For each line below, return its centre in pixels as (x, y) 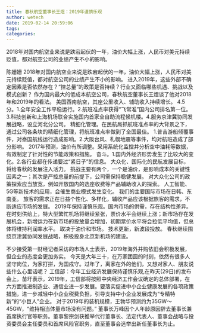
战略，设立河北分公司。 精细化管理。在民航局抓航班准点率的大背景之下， (101, 124)
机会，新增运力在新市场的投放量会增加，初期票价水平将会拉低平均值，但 (100, 221)
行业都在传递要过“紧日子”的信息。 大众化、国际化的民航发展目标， (108, 161)
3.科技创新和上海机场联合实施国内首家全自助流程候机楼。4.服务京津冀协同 (97, 117)
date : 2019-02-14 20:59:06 (40, 23)
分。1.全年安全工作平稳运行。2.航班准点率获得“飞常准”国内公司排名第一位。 (99, 109)
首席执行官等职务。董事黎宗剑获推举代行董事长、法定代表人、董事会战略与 (97, 316)
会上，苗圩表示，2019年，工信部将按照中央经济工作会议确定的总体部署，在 (98, 279)
